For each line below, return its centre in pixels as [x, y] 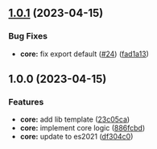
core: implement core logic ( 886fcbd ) [83, 128]
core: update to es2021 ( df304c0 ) [76, 137]
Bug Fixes [28, 36]
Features [26, 102]
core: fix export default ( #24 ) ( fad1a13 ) [84, 54]
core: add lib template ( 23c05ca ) [75, 119]
